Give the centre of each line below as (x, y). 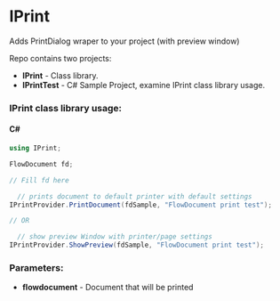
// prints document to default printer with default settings (135, 196)
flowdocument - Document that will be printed (108, 288)
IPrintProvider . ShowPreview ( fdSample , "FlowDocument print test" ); (137, 245)
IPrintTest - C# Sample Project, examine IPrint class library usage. (144, 85)
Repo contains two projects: (60, 58)
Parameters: (36, 267)
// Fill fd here (39, 180)
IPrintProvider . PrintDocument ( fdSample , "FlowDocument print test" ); (141, 205)
